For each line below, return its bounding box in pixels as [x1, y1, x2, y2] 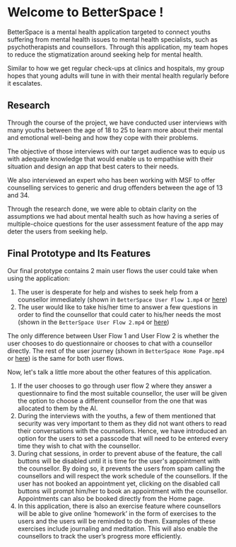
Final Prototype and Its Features [7, 248, 151, 260]
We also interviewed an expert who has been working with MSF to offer [7, 175, 216, 184]
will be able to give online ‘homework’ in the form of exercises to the [17, 509, 217, 517]
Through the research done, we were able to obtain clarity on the [7, 205, 197, 213]
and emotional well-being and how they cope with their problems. [7, 133, 199, 142]
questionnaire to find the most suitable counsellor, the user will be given [17, 388, 228, 397]
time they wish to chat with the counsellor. [17, 442, 141, 450]
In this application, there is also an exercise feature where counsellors [17, 502, 221, 510]
